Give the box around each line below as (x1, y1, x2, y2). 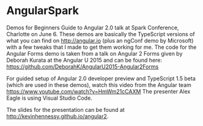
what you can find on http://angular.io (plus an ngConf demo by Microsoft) (6, 37, 194, 44)
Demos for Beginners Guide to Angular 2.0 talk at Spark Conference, (6, 24, 179, 31)
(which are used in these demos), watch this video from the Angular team (6, 81, 191, 89)
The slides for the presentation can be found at (6, 106, 125, 113)
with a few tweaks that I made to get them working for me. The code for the (6, 43, 197, 51)
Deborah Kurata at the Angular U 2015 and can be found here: (6, 56, 163, 64)
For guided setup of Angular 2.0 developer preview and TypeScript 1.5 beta (6, 75, 196, 82)
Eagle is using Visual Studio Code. (6, 94, 93, 102)
